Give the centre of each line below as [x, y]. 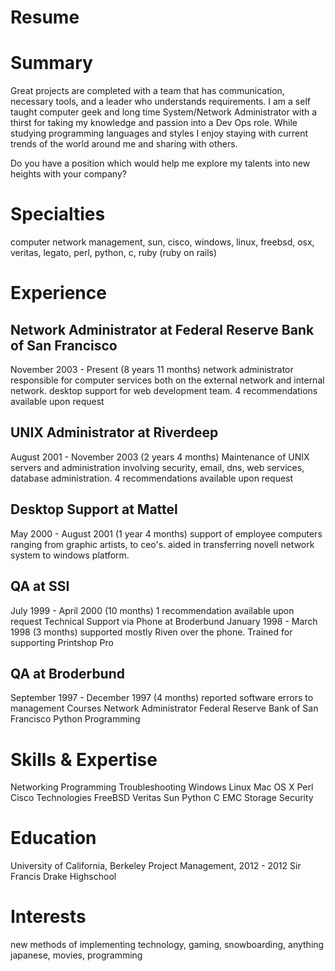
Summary [51, 63]
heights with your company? [68, 174]
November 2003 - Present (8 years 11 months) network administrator [152, 370]
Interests [48, 917]
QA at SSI [40, 586]
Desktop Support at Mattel [94, 509]
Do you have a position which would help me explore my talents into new [160, 163]
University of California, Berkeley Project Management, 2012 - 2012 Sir [156, 866]
